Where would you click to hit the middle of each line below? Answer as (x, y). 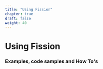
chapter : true (19, 14)
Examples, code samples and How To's (51, 61)
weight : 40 (16, 23)
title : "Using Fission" (29, 9)
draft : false (18, 18)
